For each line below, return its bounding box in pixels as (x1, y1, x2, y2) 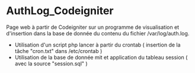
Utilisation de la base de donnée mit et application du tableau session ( (14, 54, 188, 61)
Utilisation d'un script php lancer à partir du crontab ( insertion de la (14, 41, 181, 48)
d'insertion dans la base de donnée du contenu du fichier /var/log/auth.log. (6, 29, 190, 36)
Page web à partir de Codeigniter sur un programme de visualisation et (6, 24, 180, 31)
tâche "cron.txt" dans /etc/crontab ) (14, 47, 103, 54)
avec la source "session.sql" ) (14, 60, 88, 67)
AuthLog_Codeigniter (6, 4, 114, 18)
